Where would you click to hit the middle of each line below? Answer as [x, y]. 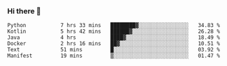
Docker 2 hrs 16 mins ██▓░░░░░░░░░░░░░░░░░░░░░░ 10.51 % [113, 44]
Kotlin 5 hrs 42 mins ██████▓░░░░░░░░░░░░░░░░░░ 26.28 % [113, 32]
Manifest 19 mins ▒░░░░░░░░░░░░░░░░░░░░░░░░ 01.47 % [113, 56]
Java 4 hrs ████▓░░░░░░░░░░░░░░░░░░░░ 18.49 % [113, 38]
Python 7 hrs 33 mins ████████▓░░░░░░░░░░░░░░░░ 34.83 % [113, 26]
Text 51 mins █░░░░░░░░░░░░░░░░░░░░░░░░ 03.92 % [113, 50]
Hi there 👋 [24, 11]
